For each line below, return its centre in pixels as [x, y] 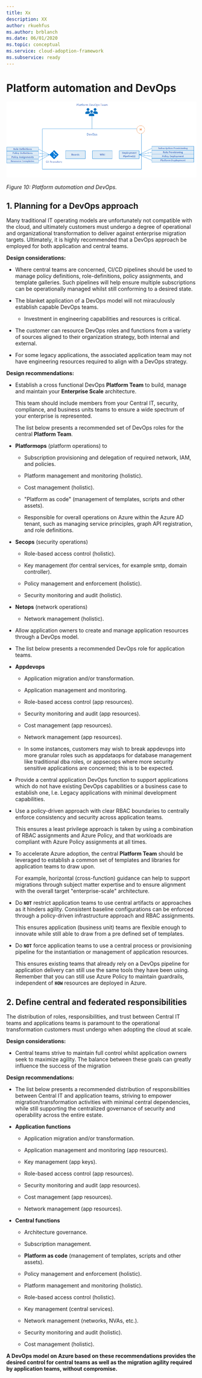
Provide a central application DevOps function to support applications [102, 780]
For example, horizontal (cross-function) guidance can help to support [102, 878]
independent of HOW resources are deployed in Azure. [81, 983]
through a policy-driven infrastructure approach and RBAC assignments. [105, 916]
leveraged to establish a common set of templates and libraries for [97, 860]
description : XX [27, 19]
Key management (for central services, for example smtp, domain [105, 565]
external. [26, 343]
